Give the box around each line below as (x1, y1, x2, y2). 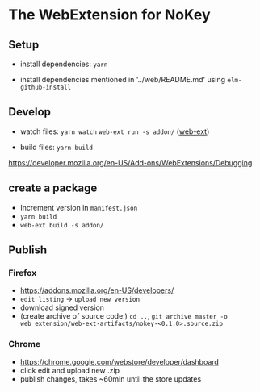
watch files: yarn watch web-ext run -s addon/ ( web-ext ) (19, 127, 210, 136)
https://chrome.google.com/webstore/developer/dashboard (19, 357, 220, 366)
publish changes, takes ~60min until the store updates (19, 373, 202, 384)
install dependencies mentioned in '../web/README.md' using (19, 75, 226, 84)
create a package (8, 181, 98, 195)
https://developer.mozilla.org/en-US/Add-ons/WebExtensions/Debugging (8, 157, 253, 167)
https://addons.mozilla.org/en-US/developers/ (19, 286, 174, 295)
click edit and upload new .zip (19, 365, 120, 375)
